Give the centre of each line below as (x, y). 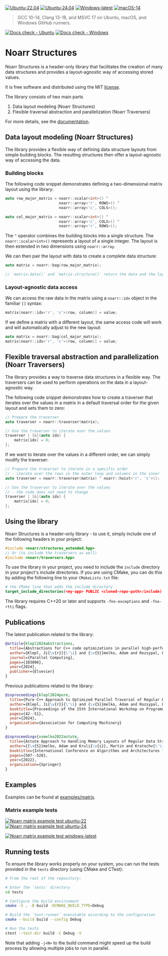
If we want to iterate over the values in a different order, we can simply (78, 454)
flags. (21, 606)
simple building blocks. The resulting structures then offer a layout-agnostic (83, 154)
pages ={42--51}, (26, 714)
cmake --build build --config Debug (43, 920)
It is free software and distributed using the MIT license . (63, 87)
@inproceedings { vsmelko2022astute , (42, 737)
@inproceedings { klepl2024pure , (38, 695)
